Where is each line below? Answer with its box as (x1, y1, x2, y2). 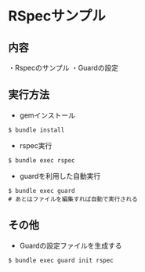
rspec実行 (19, 140, 53, 150)
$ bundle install (8, 126, 65, 134)
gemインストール (19, 111, 76, 120)
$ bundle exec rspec (8, 156, 76, 165)
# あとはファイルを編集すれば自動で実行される (8, 195, 139, 203)
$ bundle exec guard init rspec (8, 256, 114, 264)
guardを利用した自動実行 (19, 171, 101, 180)
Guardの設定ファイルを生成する (19, 241, 122, 250)
